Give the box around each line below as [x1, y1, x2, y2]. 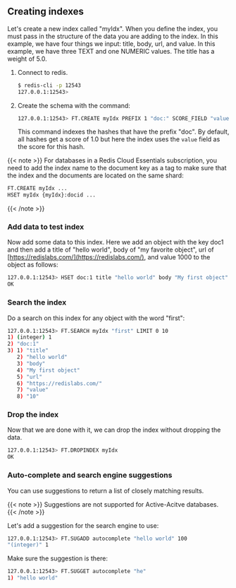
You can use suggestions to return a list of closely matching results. [7, 486, 204, 495]
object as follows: [7, 261, 58, 269]
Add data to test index [7, 222, 85, 232]
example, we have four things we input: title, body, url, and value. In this [7, 39, 216, 48]
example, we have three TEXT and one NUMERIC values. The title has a [7, 47, 215, 55]
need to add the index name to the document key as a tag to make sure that [7, 164, 227, 172]
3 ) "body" [16, 360, 46, 367]
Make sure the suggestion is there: [7, 554, 108, 563]
